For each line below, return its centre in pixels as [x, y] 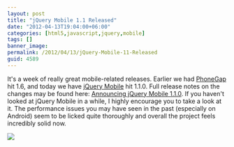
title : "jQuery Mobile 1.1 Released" [62, 20]
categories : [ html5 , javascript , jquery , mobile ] [76, 33]
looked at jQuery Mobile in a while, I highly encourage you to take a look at [115, 101]
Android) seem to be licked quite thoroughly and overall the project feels [111, 116]
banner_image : [28, 46]
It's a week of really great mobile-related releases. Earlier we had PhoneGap [117, 79]
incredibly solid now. [37, 123]
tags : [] [20, 40]
